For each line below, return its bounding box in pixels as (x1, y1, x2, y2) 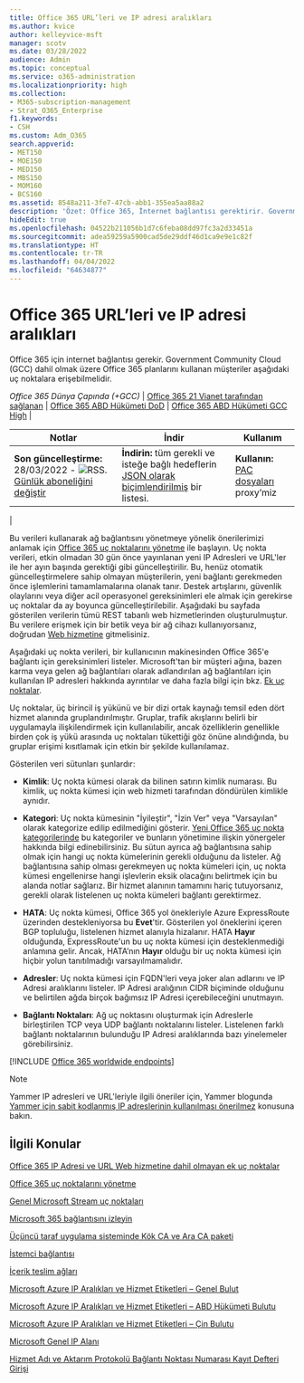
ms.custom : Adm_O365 (9, 131, 88, 140)
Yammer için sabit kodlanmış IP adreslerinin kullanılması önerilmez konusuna (9, 1101, 295, 1111)
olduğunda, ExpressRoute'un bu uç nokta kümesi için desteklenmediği (22, 936, 285, 947)
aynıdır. (22, 795, 51, 806)
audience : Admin (9, 55, 71, 64)
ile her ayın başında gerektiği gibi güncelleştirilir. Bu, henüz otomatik (9, 561, 263, 572)
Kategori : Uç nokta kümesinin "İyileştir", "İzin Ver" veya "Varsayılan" (22, 812, 279, 824)
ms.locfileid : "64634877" (9, 266, 107, 275)
